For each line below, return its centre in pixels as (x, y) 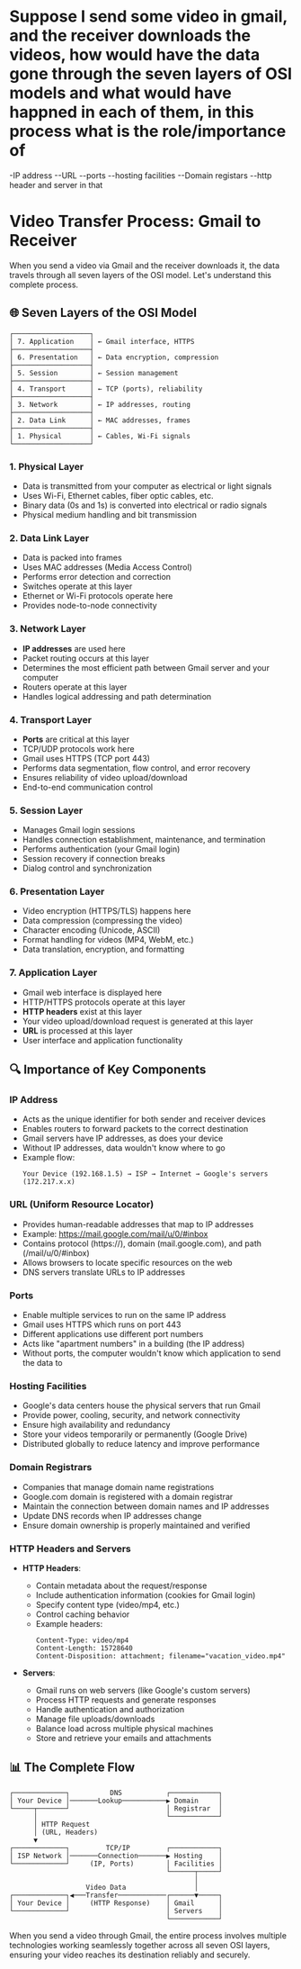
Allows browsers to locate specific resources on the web (127, 1262)
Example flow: (49, 1158)
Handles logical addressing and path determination (117, 696)
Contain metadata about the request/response (121, 1585)
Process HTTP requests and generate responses (126, 1700)
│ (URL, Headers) (66, 1832)
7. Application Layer (53, 972)
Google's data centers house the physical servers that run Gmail (141, 1405)
